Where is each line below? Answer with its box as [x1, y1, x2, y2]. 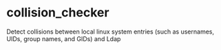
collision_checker [6, 5, 109, 21]
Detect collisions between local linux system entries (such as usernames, [6, 27, 215, 36]
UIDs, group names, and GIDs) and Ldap [6, 34, 121, 42]
